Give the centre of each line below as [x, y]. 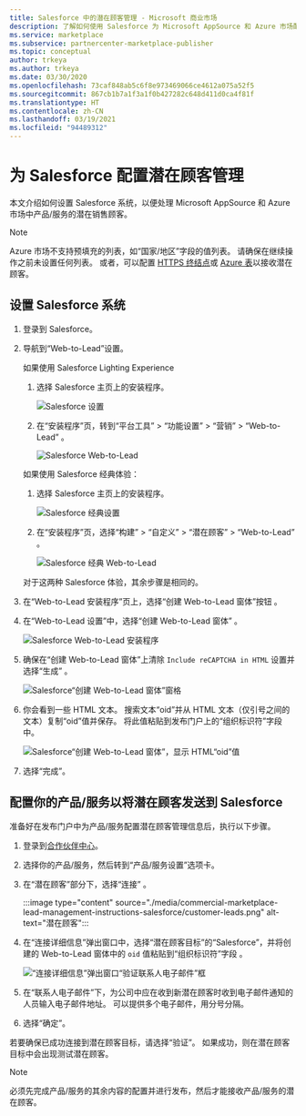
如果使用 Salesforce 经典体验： [81, 473]
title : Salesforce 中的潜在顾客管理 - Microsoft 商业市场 [113, 18]
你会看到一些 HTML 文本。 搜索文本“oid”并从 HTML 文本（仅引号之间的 [156, 709]
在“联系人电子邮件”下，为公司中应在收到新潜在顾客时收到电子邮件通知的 [158, 992]
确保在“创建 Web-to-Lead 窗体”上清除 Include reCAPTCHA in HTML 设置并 [159, 659]
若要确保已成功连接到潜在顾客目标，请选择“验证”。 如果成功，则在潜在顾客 [150, 1042]
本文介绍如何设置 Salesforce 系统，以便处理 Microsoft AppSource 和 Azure [150, 202]
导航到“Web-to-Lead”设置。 [76, 348]
